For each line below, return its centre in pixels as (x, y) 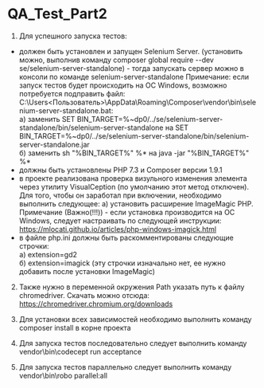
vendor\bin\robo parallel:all (63, 375)
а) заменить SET (47, 119)
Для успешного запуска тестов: (73, 36)
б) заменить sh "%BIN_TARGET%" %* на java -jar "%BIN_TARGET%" (134, 153)
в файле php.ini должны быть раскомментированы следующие (126, 237)
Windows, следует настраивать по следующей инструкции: (120, 221)
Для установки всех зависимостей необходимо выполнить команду (135, 319)
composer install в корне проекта (75, 327)
